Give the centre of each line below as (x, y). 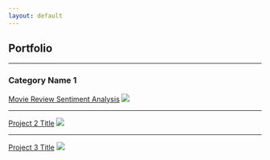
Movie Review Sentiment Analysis (64, 99)
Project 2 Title (31, 123)
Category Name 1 (43, 80)
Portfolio (31, 49)
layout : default (35, 16)
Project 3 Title (31, 147)
